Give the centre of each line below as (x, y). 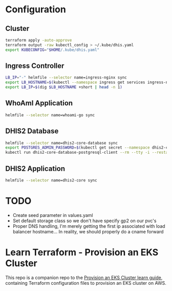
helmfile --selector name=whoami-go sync (50, 115)
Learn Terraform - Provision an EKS (82, 252)
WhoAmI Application (39, 103)
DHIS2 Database (32, 131)
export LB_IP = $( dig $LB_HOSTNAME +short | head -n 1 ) (64, 87)
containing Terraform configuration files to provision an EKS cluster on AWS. (86, 283)
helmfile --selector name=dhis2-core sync (51, 180)
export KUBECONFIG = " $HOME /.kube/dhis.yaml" (52, 50)
